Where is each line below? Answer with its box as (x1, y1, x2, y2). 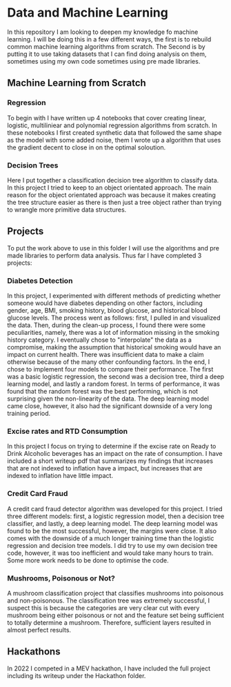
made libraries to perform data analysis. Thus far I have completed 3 (7, 251, 202, 259)
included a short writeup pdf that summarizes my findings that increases (7, 457, 214, 465)
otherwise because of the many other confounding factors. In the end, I (7, 358, 210, 366)
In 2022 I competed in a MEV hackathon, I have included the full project (7, 664, 210, 672)
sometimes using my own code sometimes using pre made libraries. (7, 57, 201, 65)
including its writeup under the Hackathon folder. (7, 671, 146, 679)
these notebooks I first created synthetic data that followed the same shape (7, 128, 222, 136)
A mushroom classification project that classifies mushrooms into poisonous (7, 589, 224, 597)
